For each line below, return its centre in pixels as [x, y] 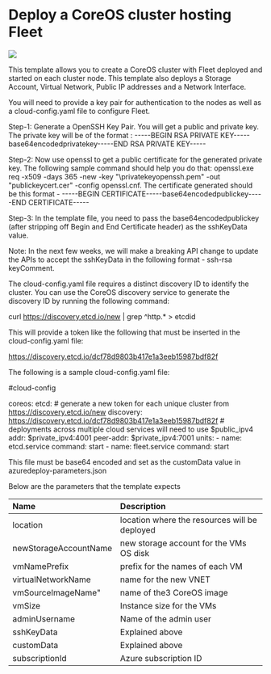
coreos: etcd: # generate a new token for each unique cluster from [119, 403]
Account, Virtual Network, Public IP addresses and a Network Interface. [127, 86]
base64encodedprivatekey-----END [69, 144]
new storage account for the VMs [183, 543]
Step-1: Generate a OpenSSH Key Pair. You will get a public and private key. [134, 126]
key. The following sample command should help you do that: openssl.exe [131, 168]
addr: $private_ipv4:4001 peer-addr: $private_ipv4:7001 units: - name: [125, 437]
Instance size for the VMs [168, 605]
